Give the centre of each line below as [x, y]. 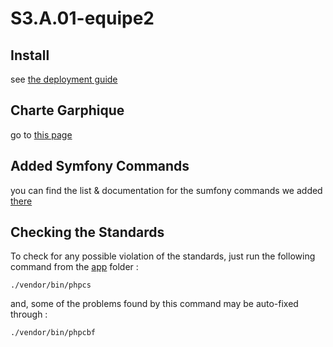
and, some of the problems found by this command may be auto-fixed [154, 304]
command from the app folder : [74, 267]
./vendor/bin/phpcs [51, 285]
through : [29, 314]
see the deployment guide [64, 79]
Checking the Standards [87, 232]
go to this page [41, 134]
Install [30, 55]
